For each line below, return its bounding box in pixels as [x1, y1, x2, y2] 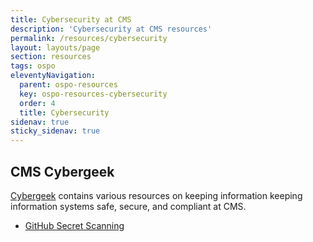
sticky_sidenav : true [10, 126, 101, 136]
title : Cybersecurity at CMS [10, 14, 132, 25]
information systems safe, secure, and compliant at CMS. [10, 200, 247, 212]
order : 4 [19, 98, 56, 108]
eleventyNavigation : [10, 71, 97, 81]
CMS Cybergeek [10, 163, 115, 180]
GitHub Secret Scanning [24, 219, 125, 231]
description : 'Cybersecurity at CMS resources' [10, 24, 213, 34]
